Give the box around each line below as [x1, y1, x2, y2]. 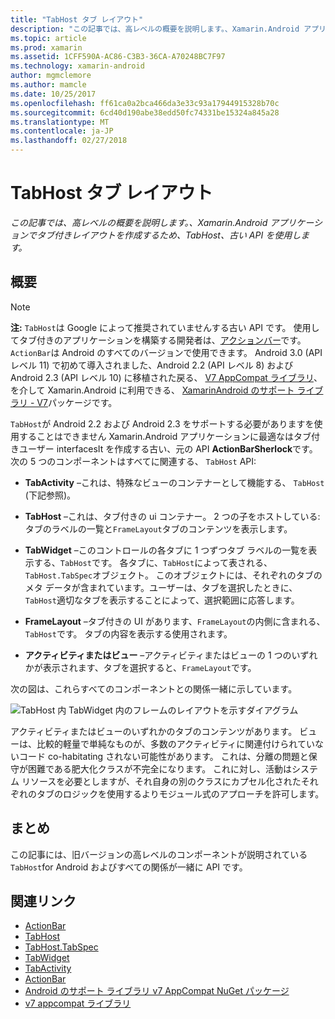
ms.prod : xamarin [10, 42, 83, 53]
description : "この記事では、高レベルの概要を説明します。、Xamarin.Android [10, 24, 300, 34]
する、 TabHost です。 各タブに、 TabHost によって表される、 [33, 556, 273, 568]
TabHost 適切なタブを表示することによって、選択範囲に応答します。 [24, 594, 300, 606]
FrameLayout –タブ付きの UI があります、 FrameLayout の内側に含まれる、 [24, 615, 326, 627]
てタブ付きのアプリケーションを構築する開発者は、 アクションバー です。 [10, 334, 307, 346]
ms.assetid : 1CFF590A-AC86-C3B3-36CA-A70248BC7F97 [10, 52, 226, 62]
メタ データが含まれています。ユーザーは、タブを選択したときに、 [24, 581, 298, 593]
